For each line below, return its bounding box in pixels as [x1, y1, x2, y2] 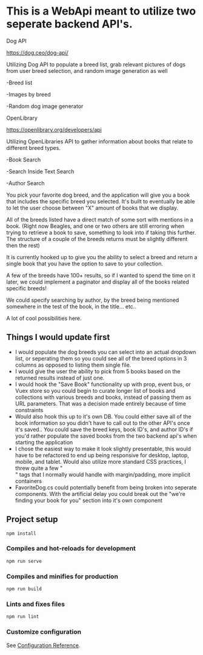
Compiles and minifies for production [6, 572, 118, 580]
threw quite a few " [15, 464, 63, 472]
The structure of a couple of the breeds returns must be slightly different [6, 235, 188, 242]
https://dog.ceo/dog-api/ [6, 49, 68, 56]
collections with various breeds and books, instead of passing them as [15, 393, 191, 401]
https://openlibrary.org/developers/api [6, 126, 102, 133]
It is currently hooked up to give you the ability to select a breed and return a [6, 253, 198, 260]
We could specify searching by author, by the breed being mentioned [6, 296, 179, 304]
